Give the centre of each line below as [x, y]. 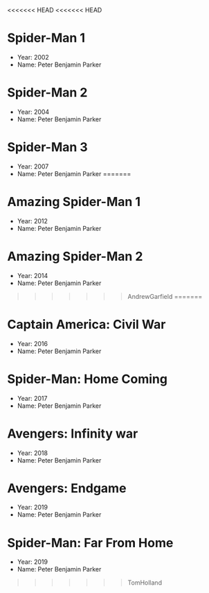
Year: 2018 [33, 453]
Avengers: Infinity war [73, 433]
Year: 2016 [33, 343]
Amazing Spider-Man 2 [75, 256]
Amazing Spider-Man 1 [74, 202]
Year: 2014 [33, 275]
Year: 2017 [32, 398]
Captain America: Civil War [87, 324]
